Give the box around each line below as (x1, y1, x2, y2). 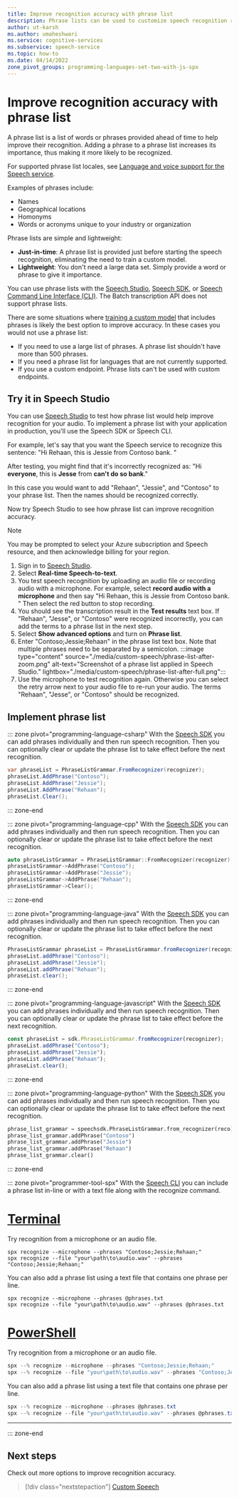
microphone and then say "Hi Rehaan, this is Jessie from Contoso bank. (17, 592, 230, 600)
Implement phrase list (7, 711, 106, 723)
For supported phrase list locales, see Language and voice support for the (7, 162, 225, 170)
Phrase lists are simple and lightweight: (7, 233, 122, 242)
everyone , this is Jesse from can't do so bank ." (7, 470, 148, 478)
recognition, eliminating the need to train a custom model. (17, 255, 187, 264)
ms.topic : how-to (7, 51, 59, 58)
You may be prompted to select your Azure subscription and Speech (7, 540, 208, 549)
